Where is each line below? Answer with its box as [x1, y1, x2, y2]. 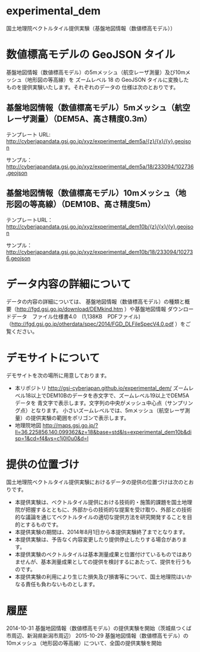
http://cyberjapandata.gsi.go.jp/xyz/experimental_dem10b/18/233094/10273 [6, 248, 193, 255]
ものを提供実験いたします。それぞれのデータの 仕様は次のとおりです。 [6, 84, 179, 91]
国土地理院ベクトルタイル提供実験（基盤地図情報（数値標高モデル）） [6, 24, 176, 32]
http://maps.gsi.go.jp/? [42, 422, 98, 429]
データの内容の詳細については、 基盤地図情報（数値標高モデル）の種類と [6, 298, 185, 305]
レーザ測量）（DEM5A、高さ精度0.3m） [6, 114, 152, 124]
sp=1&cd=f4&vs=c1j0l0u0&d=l [14, 435, 89, 442]
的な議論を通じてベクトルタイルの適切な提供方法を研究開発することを [14, 514, 187, 521]
